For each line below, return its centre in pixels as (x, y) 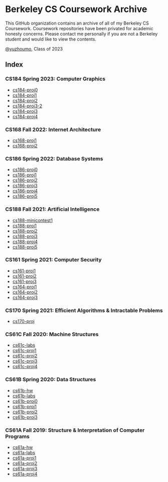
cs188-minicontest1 (32, 220)
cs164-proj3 (25, 297)
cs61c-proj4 (25, 367)
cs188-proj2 (25, 231)
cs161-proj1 (24, 271)
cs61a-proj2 (25, 463)
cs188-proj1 (24, 225)
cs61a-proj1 (24, 458)
